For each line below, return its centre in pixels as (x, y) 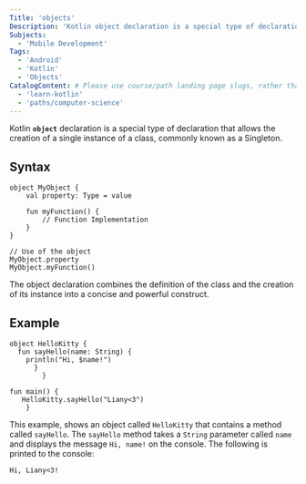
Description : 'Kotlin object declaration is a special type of (132, 26)
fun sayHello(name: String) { (75, 352)
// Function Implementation (95, 220)
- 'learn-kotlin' (51, 94)
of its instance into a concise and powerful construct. (109, 294)
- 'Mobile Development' (62, 43)
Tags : (20, 52)
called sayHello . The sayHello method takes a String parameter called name (151, 434)
